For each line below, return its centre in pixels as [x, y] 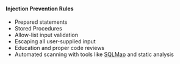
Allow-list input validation [46, 35]
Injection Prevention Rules [40, 9]
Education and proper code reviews [59, 48]
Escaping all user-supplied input [55, 41]
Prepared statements [41, 22]
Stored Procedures [38, 29]
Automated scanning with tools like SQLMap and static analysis [94, 54]
